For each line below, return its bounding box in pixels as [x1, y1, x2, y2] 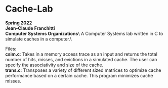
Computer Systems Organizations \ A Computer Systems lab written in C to [5, 30, 163, 36]
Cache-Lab [5, 3, 53, 15]
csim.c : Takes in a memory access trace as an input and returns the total [5, 51, 158, 57]
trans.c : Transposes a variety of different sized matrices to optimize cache [5, 67, 161, 73]
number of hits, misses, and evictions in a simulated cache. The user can [5, 56, 157, 62]
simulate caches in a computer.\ [5, 36, 72, 42]
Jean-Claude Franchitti [5, 25, 55, 31]
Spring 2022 [5, 20, 32, 26]
